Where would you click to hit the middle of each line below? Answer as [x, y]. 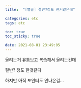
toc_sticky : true [23, 36]
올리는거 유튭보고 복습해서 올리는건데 [40, 60]
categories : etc [22, 18]
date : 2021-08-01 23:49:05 [33, 45]
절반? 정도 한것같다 [23, 70]
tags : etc [15, 23]
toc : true [15, 32]
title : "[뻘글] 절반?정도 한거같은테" [40, 10]
